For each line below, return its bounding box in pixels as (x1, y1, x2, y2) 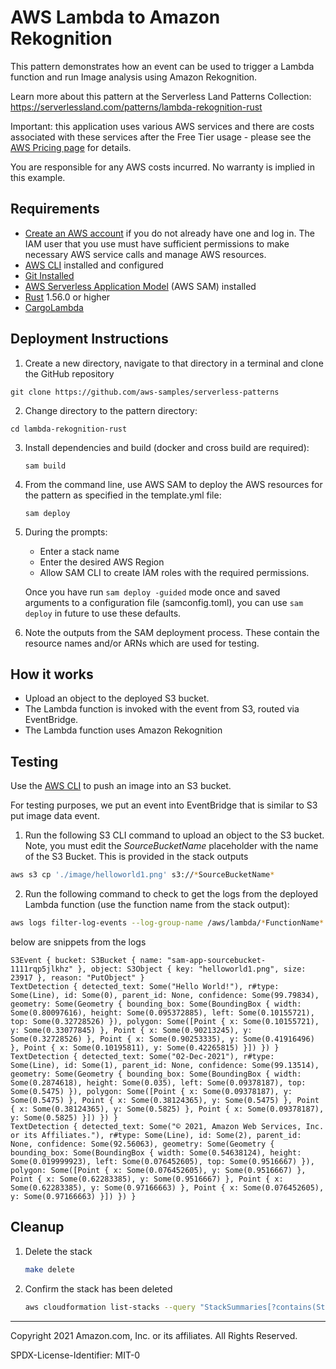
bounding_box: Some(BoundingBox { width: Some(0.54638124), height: (10, 1147, 302, 1158)
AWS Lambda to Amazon (10, 6, 221, 29)
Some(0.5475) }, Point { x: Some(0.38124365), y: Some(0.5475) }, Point (10, 1095, 320, 1105)
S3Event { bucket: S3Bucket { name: (10, 955, 163, 965)
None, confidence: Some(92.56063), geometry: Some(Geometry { (10, 1139, 275, 1149)
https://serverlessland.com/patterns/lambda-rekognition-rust (10, 101, 263, 113)
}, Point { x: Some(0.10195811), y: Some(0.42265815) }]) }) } (10, 1042, 280, 1053)
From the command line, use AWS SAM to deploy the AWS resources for (24, 478, 323, 490)
